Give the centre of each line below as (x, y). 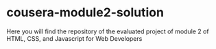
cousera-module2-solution (85, 13)
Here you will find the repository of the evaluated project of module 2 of (108, 31)
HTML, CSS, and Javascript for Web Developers (74, 38)
